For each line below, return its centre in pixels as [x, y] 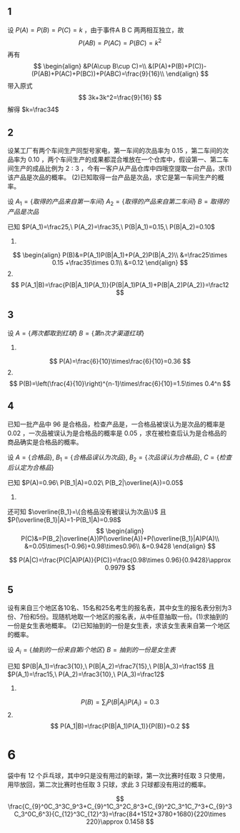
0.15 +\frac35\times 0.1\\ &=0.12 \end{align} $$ [120, 263]
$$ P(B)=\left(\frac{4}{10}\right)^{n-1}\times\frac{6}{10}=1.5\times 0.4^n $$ [120, 383]
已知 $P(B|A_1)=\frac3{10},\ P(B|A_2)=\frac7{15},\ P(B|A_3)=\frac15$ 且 [111, 667]
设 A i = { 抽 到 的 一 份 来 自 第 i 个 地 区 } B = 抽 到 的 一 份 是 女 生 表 [92, 651]
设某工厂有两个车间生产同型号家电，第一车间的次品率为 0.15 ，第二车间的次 [118, 151]
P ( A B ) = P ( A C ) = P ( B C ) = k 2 [120, 42]
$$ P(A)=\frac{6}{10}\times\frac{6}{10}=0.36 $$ [120, 361]
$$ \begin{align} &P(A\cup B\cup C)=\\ [90, 66]
